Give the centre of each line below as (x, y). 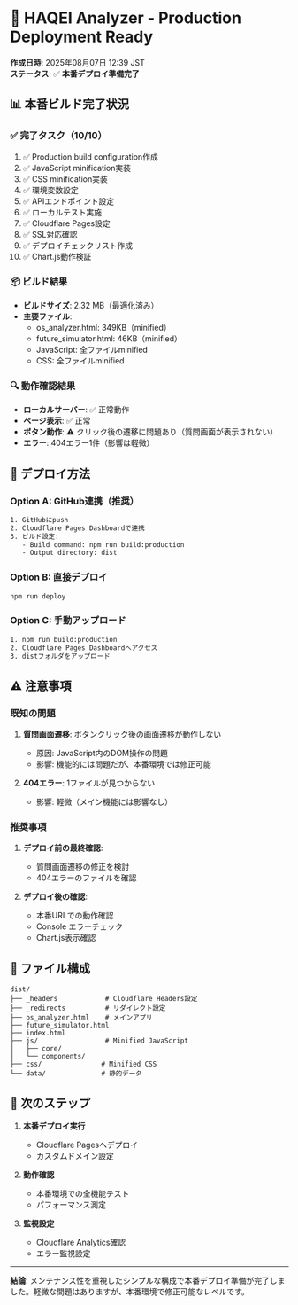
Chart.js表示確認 (66, 938)
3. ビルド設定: (35, 536)
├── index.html (38, 1033)
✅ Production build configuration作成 (90, 156)
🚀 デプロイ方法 (50, 473)
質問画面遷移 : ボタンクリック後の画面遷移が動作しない (122, 734)
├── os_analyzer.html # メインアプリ (81, 1018)
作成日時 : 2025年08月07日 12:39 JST (77, 62)
